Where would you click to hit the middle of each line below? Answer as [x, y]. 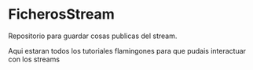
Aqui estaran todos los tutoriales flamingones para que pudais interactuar [127, 51]
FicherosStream [62, 14]
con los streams [34, 59]
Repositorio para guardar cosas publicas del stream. [93, 36]
